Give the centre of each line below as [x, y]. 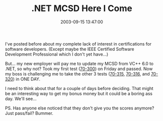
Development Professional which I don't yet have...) [57, 54]
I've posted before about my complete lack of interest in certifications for [78, 44]
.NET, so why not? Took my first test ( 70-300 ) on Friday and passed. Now [79, 69]
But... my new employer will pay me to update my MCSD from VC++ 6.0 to [79, 63]
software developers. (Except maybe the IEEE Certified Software [70, 49]
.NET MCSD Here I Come [82, 8]
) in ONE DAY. [27, 79]
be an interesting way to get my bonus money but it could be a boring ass [79, 93]
